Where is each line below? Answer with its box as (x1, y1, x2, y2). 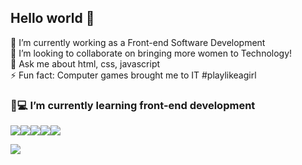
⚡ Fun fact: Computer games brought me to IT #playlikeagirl (10, 69, 257, 81)
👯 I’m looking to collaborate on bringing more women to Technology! (10, 47, 293, 59)
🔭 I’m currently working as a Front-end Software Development (10, 36, 266, 48)
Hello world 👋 (10, 10, 95, 27)
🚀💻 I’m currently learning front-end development (10, 98, 256, 112)
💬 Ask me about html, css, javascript (10, 57, 161, 70)
